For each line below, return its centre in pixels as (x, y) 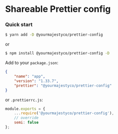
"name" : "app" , (30, 77)
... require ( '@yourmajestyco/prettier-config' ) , (64, 113)
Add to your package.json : (32, 63)
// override (26, 118)
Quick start (19, 25)
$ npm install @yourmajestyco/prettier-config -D (58, 53)
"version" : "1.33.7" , (36, 81)
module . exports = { (25, 109)
